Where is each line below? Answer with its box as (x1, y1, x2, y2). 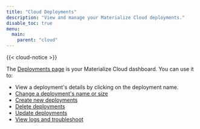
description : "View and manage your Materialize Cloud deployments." (6, 15, 185, 21)
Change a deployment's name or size (15, 90, 108, 97)
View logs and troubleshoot (15, 116, 83, 123)
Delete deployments (15, 103, 65, 110)
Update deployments (15, 110, 68, 116)
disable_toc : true (6, 20, 53, 26)
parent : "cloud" (17, 37, 59, 43)
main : (11, 31, 26, 38)
